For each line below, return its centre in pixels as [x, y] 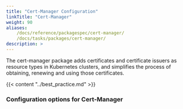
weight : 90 [19, 22]
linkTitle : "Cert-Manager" [39, 17]
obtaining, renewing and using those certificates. [65, 73]
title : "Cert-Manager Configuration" [52, 11]
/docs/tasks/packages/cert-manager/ [62, 38]
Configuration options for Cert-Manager [65, 99]
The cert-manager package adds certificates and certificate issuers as [91, 60]
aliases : [17, 28]
